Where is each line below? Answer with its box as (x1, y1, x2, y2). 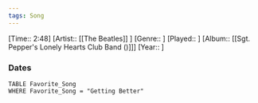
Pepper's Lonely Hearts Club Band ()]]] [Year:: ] (8, 42, 165, 52)
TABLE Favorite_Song (8, 80, 77, 88)
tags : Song (8, 11, 45, 20)
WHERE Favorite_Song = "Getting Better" (8, 87, 145, 95)
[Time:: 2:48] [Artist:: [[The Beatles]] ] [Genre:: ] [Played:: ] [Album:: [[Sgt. (8, 34, 251, 43)
